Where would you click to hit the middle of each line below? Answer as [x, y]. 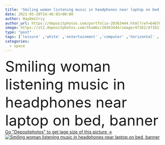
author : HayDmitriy [25, 19]
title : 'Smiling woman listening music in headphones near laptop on [78, 10]
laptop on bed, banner [82, 120]
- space [17, 46]
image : [12, 28]
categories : [17, 41]
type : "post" [18, 32]
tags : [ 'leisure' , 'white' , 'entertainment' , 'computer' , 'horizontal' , [82, 37]
